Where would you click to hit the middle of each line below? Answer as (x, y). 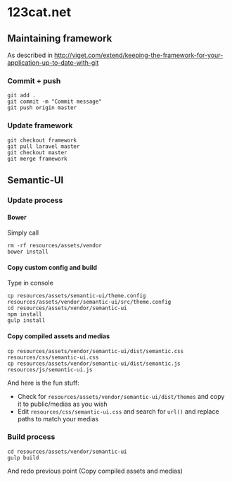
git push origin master (42, 108)
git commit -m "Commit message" (54, 102)
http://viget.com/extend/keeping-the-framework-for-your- (138, 55)
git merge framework (38, 159)
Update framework (40, 125)
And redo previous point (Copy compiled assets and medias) (95, 471)
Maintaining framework (60, 38)
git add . (22, 96)
